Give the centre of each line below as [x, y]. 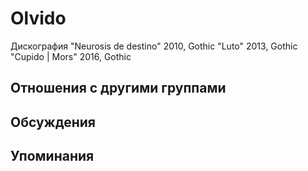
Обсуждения [53, 122]
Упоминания [52, 156]
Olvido [38, 18]
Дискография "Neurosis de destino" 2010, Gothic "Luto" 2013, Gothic [154, 46]
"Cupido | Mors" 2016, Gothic [71, 56]
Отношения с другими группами [118, 88]
